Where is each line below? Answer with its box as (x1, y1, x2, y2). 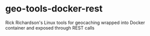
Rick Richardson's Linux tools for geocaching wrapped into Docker (5, 19, 145, 25)
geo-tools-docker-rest (5, 3, 103, 14)
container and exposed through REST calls (5, 24, 95, 30)
